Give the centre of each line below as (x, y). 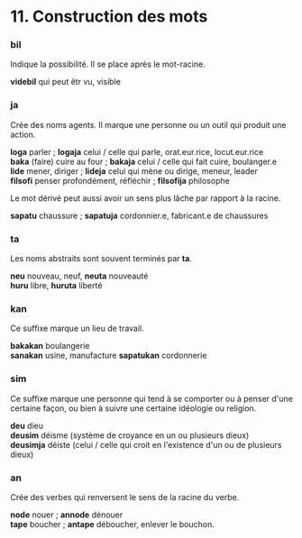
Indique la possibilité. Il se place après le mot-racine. (108, 64)
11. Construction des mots (109, 17)
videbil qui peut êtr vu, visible (65, 82)
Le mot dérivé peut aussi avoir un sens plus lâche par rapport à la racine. (146, 198)
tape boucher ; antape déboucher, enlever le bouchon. (112, 524)
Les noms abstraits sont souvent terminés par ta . (101, 259)
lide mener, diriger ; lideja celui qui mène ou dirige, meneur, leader (134, 171)
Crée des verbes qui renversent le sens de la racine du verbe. (125, 497)
